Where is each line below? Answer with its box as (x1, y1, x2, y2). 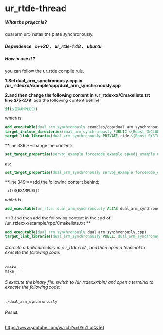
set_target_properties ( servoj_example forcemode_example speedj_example (5, 152, 155, 157)
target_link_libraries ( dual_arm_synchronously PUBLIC (5, 234, 116, 239)
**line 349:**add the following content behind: (5, 179, 99, 184)
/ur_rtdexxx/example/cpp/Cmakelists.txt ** (5, 220, 91, 226)
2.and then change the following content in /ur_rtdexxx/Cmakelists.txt (5, 92, 150, 98)
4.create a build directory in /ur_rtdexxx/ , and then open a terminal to (5, 244, 145, 250)
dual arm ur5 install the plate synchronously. (5, 32, 94, 37)
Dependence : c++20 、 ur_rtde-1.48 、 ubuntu (5, 43, 102, 49)
